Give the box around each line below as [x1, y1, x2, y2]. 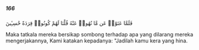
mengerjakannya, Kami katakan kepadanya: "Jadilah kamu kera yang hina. [5, 37, 188, 44]
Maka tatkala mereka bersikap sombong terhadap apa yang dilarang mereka [5, 31, 194, 38]
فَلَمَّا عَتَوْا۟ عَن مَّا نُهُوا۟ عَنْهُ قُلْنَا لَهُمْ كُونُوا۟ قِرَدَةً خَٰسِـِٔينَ [5, 19, 133, 26]
